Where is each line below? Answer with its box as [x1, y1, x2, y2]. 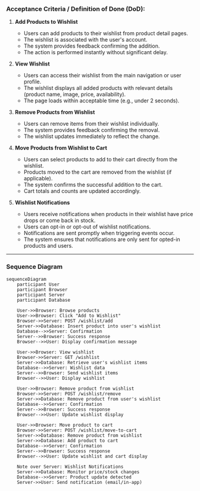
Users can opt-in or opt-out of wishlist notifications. [23, 223, 151, 230]
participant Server [17, 292, 65, 298]
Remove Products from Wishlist [14, 109, 95, 116]
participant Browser [17, 286, 68, 293]
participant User [17, 282, 60, 287]
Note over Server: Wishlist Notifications [17, 464, 124, 470]
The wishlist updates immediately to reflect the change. [23, 133, 160, 140]
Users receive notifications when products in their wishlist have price [23, 211, 193, 218]
